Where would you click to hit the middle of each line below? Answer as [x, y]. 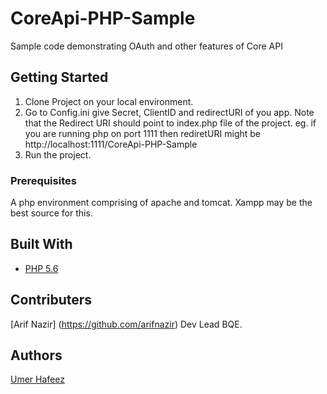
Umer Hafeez [37, 379]
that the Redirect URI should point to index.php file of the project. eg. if [170, 123]
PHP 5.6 [41, 268]
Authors [36, 355]
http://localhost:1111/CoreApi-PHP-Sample [111, 144]
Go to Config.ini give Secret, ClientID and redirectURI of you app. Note [169, 112]
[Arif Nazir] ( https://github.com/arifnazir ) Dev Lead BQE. [126, 324]
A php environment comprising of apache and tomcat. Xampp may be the [161, 203]
